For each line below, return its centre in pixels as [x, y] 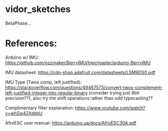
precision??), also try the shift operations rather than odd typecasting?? [79, 98]
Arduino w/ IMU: [22, 57]
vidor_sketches [38, 9]
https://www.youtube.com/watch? [110, 108]
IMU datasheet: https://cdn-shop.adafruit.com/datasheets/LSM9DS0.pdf [80, 72]
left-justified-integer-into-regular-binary [46, 93]
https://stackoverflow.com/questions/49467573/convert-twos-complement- [84, 87]
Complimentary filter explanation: [40, 108]
